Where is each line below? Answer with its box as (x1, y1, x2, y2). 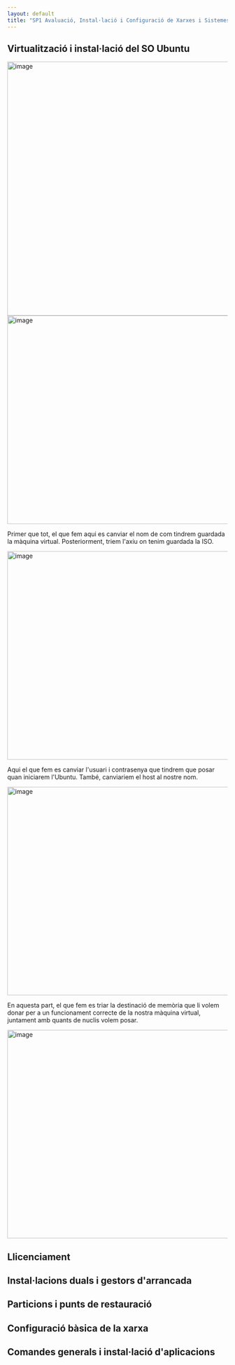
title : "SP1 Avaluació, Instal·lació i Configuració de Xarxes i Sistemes (7, 17, 230, 24)
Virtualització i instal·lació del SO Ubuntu (7, 43, 190, 55)
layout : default (7, 10, 55, 18)
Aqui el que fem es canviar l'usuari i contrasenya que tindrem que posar (7, 765, 215, 774)
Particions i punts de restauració (7, 1298, 152, 1310)
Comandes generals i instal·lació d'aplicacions (7, 1346, 215, 1358)
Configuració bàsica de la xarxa (7, 1322, 149, 1334)
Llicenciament (7, 1251, 71, 1263)
